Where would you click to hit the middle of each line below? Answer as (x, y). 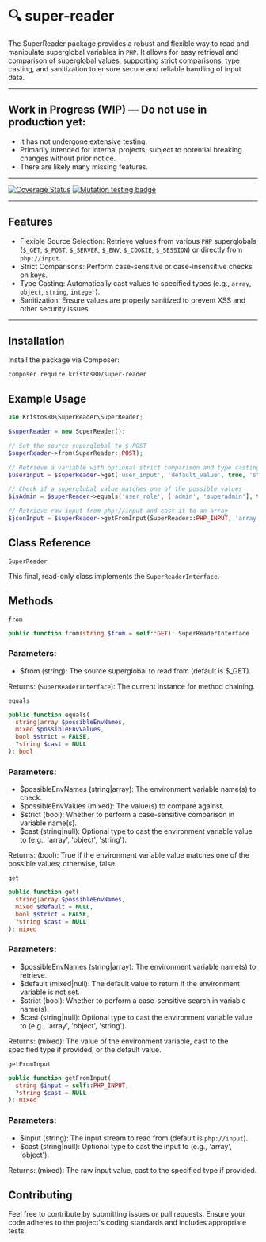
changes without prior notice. (68, 158)
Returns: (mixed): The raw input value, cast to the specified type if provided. (133, 1170)
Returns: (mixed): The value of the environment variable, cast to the (118, 1041)
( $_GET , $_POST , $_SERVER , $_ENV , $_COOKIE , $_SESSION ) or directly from (131, 249)
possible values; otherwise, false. (63, 864)
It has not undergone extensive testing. (84, 141)
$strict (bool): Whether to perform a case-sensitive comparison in (127, 815)
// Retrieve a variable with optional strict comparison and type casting (134, 467)
